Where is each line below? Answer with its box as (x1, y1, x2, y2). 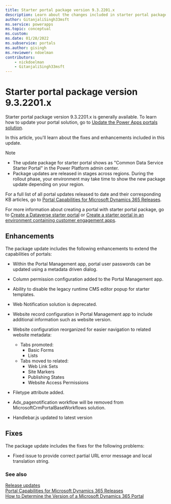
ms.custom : (5, 31, 28, 36)
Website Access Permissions (27, 379, 89, 385)
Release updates (5, 482, 41, 488)
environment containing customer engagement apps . (5, 217, 117, 223)
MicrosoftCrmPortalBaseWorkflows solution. (12, 404, 106, 410)
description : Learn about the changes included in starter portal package (5, 12, 167, 17)
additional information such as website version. (12, 316, 112, 322)
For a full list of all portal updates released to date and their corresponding (5, 191, 161, 198)
